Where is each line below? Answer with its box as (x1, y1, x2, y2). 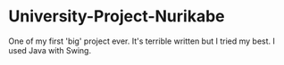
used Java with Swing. (8, 45, 91, 55)
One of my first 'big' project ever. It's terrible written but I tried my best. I (8, 36, 276, 46)
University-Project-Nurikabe (8, 6, 225, 27)
